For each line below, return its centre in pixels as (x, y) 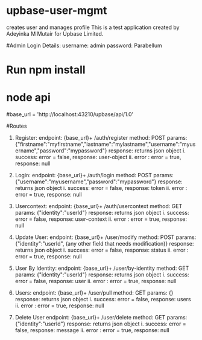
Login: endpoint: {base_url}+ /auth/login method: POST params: (94, 175)
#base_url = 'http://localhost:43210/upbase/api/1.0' (70, 114)
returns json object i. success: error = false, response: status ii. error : (102, 250)
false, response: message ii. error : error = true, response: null (92, 330)
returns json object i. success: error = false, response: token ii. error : (101, 188)
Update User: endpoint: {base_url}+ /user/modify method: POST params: (106, 237)
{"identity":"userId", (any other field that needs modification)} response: (104, 244)
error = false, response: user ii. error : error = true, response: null (96, 281)
